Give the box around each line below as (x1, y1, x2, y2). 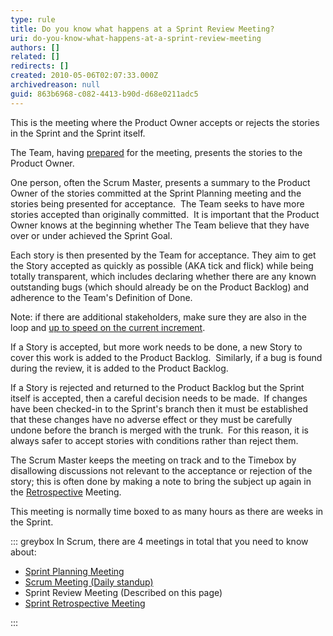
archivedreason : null (10, 80, 101, 90)
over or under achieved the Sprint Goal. (10, 229, 173, 241)
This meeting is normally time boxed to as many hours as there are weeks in (10, 505, 324, 517)
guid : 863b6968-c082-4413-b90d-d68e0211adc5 (10, 89, 199, 99)
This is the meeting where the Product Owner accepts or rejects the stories (10, 116, 320, 128)
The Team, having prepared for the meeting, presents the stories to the (10, 146, 303, 158)
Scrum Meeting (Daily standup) (24, 576, 154, 588)
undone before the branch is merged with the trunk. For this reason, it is (10, 424, 309, 436)
